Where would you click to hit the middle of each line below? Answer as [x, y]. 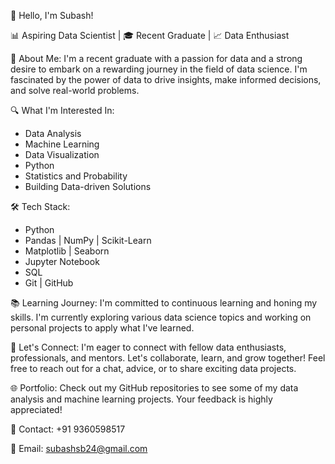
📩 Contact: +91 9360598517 [68, 429]
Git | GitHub [49, 283]
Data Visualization [62, 154]
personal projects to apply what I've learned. [102, 328]
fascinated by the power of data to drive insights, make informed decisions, [166, 79]
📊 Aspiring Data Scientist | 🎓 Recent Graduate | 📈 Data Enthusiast [150, 35]
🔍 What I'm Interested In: [62, 110]
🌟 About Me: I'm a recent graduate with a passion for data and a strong [156, 58]
